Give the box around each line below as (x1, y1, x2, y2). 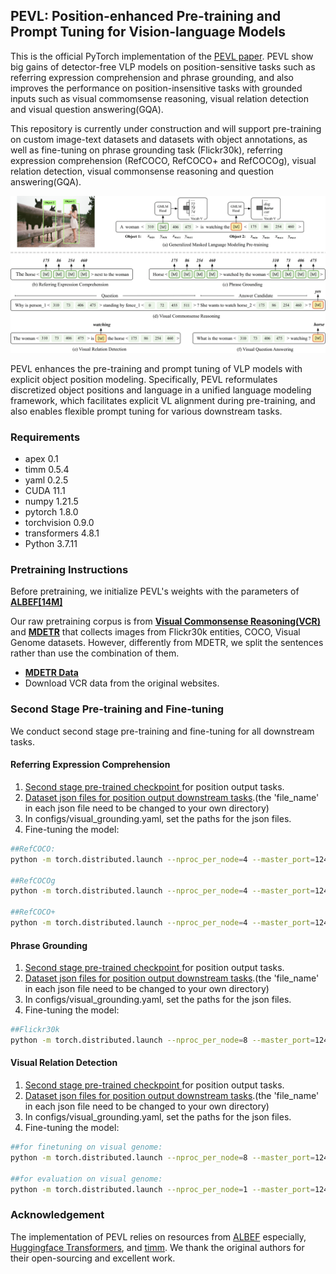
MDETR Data (24, 667, 79, 679)
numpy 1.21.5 (24, 495, 79, 508)
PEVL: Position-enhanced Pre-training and (10, 8, 282, 25)
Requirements (10, 430, 81, 444)
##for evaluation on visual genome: (10, 1174, 163, 1184)
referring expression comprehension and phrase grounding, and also (10, 71, 294, 83)
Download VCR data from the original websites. (24, 677, 220, 689)
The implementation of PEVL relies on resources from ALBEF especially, (10, 1230, 307, 1243)
